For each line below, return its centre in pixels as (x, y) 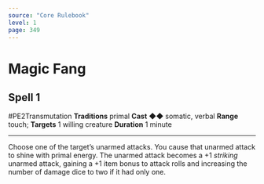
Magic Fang (47, 69)
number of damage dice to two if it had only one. (87, 172)
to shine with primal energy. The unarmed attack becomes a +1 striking (123, 155)
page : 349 (24, 30)
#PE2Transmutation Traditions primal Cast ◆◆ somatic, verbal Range (123, 116)
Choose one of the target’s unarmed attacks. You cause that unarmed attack (132, 147)
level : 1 (22, 23)
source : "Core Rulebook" (49, 15)
